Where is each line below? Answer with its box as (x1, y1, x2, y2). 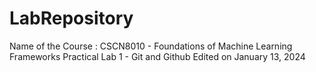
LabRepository (9, 7, 134, 30)
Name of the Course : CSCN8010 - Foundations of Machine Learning (9, 40, 293, 52)
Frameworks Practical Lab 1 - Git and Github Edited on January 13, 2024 (9, 50, 306, 62)
